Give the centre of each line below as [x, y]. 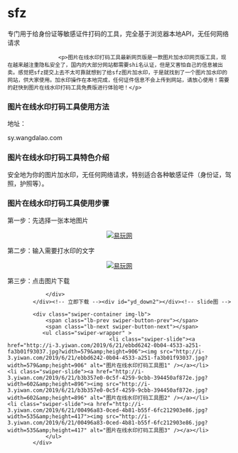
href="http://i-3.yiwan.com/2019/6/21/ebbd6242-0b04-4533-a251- [104, 345]
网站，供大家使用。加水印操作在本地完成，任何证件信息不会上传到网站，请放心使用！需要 [118, 80]
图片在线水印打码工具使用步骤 [59, 203]
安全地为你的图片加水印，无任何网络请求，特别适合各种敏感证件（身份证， [116, 174]
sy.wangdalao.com [35, 138]
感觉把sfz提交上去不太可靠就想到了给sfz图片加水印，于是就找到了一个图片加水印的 [122, 73]
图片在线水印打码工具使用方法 [59, 107]
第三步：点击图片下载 [38, 281]
